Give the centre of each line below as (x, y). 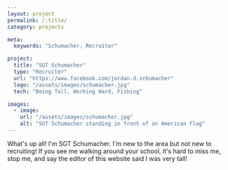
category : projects (36, 27)
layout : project (31, 14)
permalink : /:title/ (38, 20)
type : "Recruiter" (41, 72)
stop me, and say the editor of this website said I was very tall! (97, 158)
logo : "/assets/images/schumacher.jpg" (72, 85)
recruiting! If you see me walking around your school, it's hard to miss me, (114, 151)
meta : (15, 39)
